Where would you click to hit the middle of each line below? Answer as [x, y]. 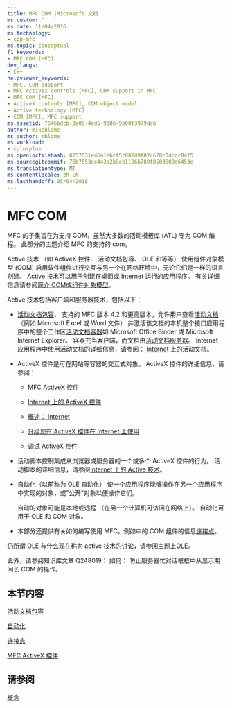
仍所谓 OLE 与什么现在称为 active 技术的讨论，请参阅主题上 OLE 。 [101, 546]
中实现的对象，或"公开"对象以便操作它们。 [78, 493]
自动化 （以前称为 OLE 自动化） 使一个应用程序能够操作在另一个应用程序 [120, 484]
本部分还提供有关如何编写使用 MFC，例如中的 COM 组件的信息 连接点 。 [119, 531]
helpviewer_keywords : [38, 78]
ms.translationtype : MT [42, 168]
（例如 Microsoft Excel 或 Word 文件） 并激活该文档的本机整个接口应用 [118, 323]
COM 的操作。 [41, 569]
